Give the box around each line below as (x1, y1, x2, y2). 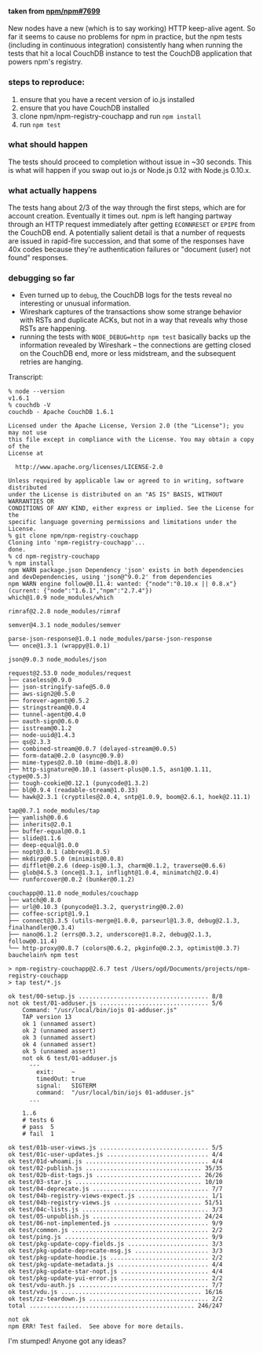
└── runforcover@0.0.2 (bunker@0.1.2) (8, 876, 135, 884)
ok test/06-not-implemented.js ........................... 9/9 (8, 1219, 223, 1227)
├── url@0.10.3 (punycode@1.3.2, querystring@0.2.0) (8, 904, 184, 911)
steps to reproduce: (8, 77, 85, 88)
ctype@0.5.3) (8, 772, 51, 781)
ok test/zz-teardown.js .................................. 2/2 (8, 1295, 223, 1303)
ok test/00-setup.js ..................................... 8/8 (8, 992, 223, 1001)
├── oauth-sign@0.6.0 (8, 717, 79, 726)
